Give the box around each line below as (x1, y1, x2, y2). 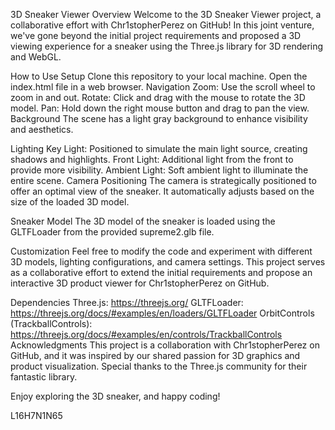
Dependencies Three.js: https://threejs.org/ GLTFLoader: (10, 297, 244, 308)
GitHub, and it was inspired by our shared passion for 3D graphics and (10, 350, 301, 361)
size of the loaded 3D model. (10, 196, 130, 208)
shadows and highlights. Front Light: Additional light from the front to (10, 154, 294, 165)
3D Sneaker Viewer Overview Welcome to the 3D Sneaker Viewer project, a (10, 9, 322, 20)
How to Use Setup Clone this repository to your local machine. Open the (10, 70, 308, 82)
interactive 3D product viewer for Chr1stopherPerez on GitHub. (10, 277, 270, 289)
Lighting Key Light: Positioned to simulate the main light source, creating (10, 143, 308, 154)
